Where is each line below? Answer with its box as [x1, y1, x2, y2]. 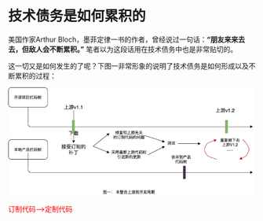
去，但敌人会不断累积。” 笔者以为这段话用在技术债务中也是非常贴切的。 [8, 44, 238, 53]
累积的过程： [14, 71, 57, 80]
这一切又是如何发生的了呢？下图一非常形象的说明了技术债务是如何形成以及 [8, 61, 249, 71]
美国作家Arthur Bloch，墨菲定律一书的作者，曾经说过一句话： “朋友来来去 [8, 35, 246, 44]
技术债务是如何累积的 [8, 7, 147, 25]
